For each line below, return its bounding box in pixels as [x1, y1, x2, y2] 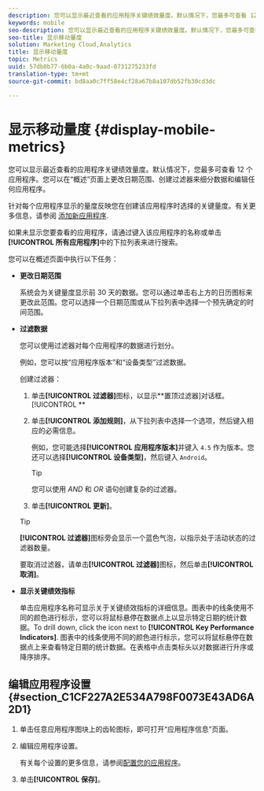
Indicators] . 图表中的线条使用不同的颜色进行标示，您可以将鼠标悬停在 [19, 633, 246, 642]
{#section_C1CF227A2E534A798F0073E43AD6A [8, 690, 255, 704]
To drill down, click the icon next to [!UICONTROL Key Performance [33, 623, 255, 632]
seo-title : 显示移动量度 [8, 33, 82, 42]
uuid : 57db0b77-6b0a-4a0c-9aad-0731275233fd [8, 63, 156, 71]
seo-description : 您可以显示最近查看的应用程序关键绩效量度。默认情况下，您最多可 [8, 26, 250, 34]
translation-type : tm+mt [8, 70, 90, 78]
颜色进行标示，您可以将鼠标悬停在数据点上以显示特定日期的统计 [33, 613, 240, 623]
